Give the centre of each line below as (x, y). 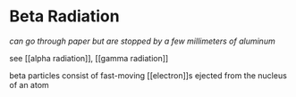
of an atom (29, 85)
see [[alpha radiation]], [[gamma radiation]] (89, 58)
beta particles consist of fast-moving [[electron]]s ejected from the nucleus (148, 75)
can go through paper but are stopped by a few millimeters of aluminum (142, 41)
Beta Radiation (64, 16)
